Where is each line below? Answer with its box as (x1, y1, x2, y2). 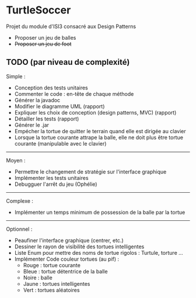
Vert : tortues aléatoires (23, 286, 80, 293)
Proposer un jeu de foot (14, 40, 72, 47)
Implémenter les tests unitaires (14, 174, 89, 181)
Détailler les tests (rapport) (14, 115, 79, 122)
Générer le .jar (14, 121, 50, 129)
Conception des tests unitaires (14, 84, 89, 91)
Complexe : (6, 197, 34, 205)
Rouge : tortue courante (23, 261, 80, 269)
